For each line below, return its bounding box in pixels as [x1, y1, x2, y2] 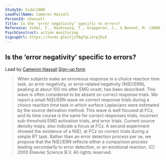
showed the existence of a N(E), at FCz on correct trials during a [17, 128, 149, 134]
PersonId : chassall [5, 16, 45, 21]
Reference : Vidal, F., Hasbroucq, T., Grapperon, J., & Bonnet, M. [5, 26, 147, 31]
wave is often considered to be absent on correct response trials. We [17, 91, 158, 97]
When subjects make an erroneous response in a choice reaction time [17, 76, 160, 81]
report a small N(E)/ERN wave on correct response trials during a [17, 97, 150, 103]
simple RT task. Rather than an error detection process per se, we [17, 133, 152, 139]
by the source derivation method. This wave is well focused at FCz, [17, 107, 154, 113]
